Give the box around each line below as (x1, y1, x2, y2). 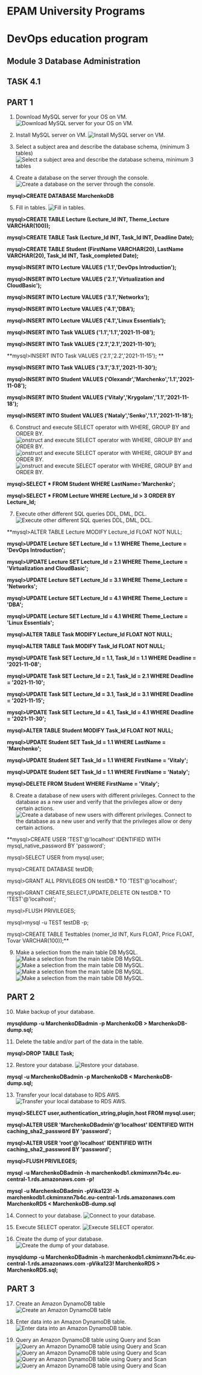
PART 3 (7, 1284, 35, 1294)
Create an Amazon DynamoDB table (15, 1299, 106, 1307)
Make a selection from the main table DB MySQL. (15, 949, 138, 956)
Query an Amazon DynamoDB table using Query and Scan (15, 1336, 160, 1344)
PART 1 (7, 97, 34, 107)
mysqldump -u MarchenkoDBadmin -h (7, 1253, 105, 1261)
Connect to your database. (15, 1212, 82, 1219)
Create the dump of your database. (15, 1235, 103, 1243)
